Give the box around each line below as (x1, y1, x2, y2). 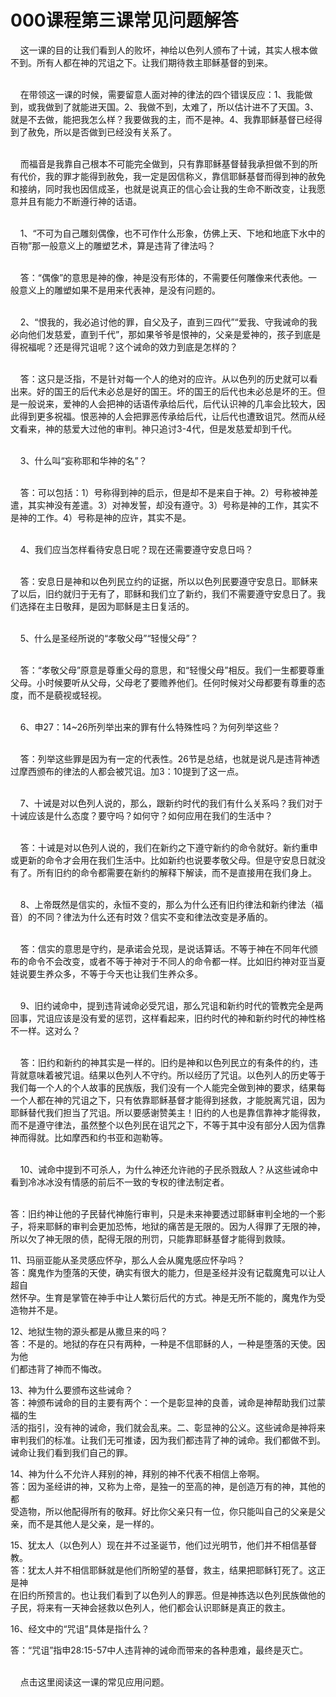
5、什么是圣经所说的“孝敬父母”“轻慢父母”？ (19, 632, 199, 644)
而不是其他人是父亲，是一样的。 (27, 1517, 160, 1530)
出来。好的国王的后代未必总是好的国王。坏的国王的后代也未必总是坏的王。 (10, 385, 317, 397)
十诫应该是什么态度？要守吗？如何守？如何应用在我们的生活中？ (10, 809, 273, 821)
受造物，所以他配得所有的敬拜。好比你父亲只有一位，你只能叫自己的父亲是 (10, 1505, 317, 1517)
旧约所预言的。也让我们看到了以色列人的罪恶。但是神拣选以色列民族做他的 (18, 1589, 326, 1601)
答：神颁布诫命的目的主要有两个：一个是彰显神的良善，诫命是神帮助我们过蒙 (10, 1396, 326, 1408)
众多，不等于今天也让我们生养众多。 (53, 967, 203, 980)
